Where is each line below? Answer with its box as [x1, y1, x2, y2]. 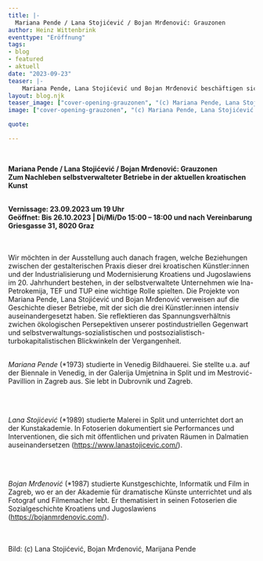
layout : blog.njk [8, 92, 65, 100]
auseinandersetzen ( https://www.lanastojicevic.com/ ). [8, 440, 182, 450]
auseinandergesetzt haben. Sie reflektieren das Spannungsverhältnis [8, 311, 231, 320]
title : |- [8, 11, 41, 20]
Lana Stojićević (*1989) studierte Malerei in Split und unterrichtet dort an [8, 415, 244, 424]
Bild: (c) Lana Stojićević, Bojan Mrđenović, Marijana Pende [8, 544, 196, 553]
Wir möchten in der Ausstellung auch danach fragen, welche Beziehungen [8, 253, 248, 262]
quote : [8, 121, 30, 129]
